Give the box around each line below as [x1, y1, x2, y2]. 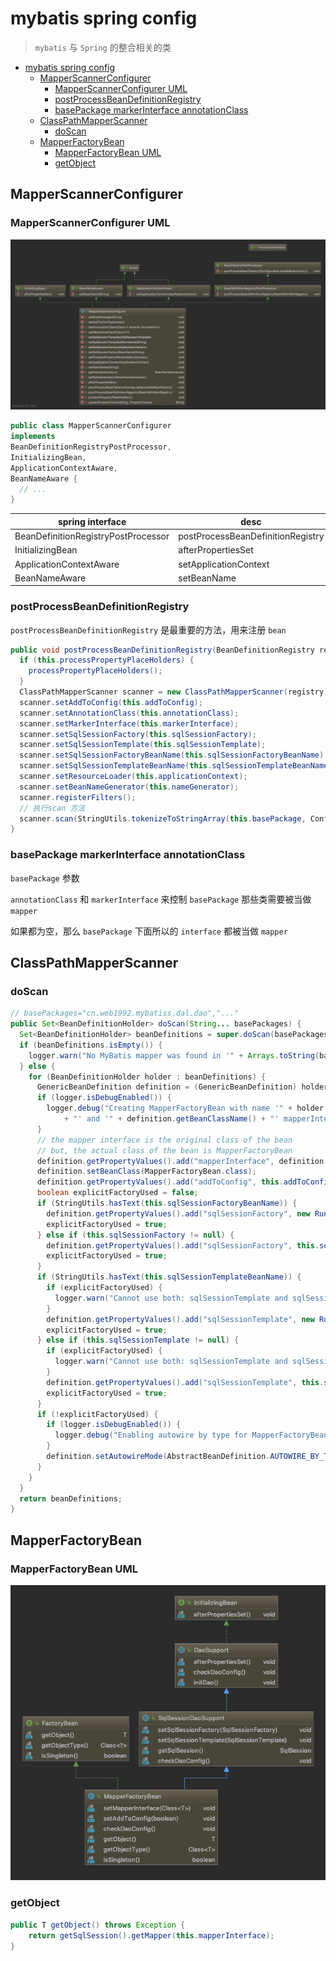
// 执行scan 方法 [19, 803, 86, 813]
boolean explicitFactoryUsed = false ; [36, 1188, 199, 1198]
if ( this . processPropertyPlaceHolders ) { [19, 655, 195, 666]
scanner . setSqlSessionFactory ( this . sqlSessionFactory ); [19, 729, 257, 739]
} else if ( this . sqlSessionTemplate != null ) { [36, 1335, 240, 1346]
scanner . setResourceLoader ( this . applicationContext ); [19, 772, 248, 782]
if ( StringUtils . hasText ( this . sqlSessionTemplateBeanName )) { [36, 1272, 302, 1282]
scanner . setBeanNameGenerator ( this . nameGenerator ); [19, 782, 240, 792]
